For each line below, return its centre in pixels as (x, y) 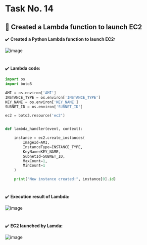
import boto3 (19, 84)
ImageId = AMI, (36, 143)
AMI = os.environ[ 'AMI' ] (31, 93)
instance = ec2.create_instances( (49, 138)
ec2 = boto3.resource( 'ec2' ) (35, 116)
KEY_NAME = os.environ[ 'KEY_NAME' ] (42, 102)
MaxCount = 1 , (35, 161)
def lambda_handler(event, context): (44, 129)
